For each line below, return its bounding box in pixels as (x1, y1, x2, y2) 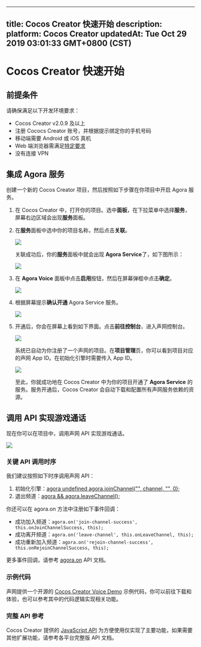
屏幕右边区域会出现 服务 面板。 (14, 214, 89, 221)
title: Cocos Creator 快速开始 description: (6, 19, 163, 29)
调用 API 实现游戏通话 (6, 413, 87, 423)
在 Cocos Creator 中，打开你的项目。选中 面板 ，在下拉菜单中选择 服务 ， (14, 207, 190, 214)
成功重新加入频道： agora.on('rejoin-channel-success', (14, 538, 154, 545)
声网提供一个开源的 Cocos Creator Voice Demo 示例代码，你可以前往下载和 (6, 588, 192, 595)
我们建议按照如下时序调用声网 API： (6, 472, 95, 479)
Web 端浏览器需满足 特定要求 (14, 142, 86, 150)
